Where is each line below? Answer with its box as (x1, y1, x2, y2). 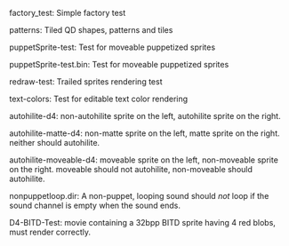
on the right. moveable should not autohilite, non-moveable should (9, 164, 253, 174)
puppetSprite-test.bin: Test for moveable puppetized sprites (9, 60, 229, 69)
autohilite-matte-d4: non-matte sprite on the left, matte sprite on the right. (9, 128, 280, 139)
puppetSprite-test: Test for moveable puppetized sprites (9, 42, 216, 52)
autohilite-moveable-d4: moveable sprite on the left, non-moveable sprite (9, 155, 278, 165)
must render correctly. (9, 226, 92, 237)
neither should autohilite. (9, 138, 100, 147)
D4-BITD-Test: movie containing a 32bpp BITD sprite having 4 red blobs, (9, 218, 276, 227)
